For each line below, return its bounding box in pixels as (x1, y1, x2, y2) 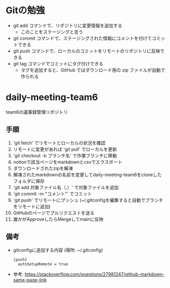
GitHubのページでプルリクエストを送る (13, 210, 95, 216)
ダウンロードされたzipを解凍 (13, 165, 73, 171)
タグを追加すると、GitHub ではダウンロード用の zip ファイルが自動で (20, 67, 165, 73)
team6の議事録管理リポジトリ (6, 109, 68, 115)
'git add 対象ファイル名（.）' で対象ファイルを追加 (13, 184, 119, 190)
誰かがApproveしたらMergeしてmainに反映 (13, 216, 104, 222)
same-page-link (13, 277, 47, 283)
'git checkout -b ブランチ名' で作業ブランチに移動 (13, 152, 117, 158)
